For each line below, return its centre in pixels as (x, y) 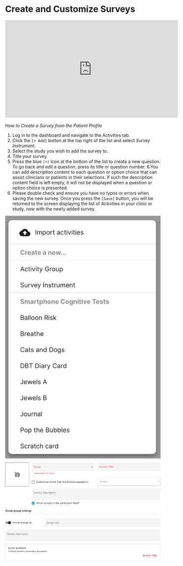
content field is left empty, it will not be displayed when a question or (82, 182)
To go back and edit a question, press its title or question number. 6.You (85, 166)
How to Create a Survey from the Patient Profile (54, 125)
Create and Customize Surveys (70, 9)
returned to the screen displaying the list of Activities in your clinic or (82, 204)
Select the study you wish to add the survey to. (60, 151)
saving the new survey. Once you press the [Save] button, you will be (83, 198)
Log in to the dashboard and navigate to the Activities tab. (71, 135)
